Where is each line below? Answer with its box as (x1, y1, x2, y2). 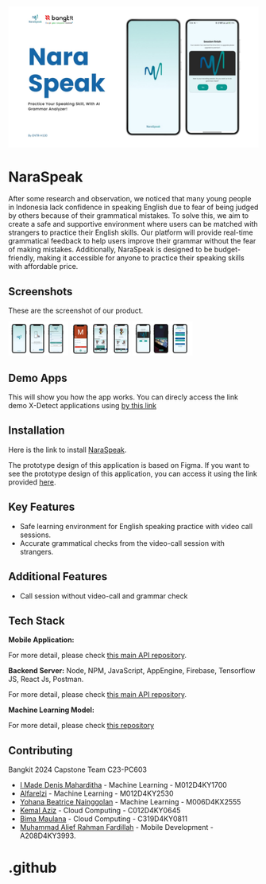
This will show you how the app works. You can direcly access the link (8, 392, 238, 402)
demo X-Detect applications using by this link (8, 401, 157, 411)
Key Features (8, 500, 75, 514)
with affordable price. (8, 262, 79, 271)
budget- (214, 245, 241, 255)
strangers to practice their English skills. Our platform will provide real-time (8, 228, 253, 237)
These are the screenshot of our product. (8, 306, 144, 316)
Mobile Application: (8, 635, 75, 645)
